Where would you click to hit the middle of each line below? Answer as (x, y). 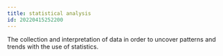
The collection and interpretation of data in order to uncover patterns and (111, 39)
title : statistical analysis (49, 13)
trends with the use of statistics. (53, 46)
